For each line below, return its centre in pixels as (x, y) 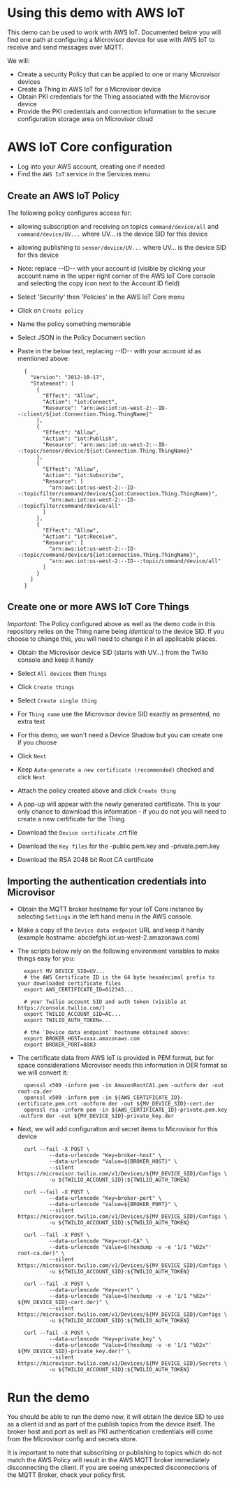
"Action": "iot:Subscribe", (83, 475)
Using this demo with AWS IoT (96, 13)
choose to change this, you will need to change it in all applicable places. (112, 639)
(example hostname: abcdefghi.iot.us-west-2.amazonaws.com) (109, 937)
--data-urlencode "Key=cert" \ (94, 1290)
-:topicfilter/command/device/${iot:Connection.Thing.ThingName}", (117, 494)
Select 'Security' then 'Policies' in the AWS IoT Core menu (101, 297)
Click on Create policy (50, 310)
